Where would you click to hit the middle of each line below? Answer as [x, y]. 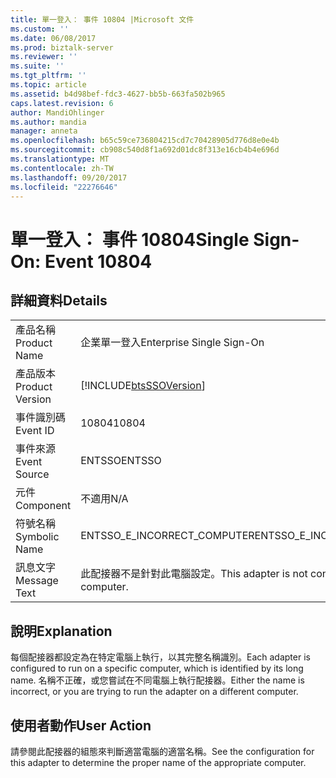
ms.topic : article [48, 85]
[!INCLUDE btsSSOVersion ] [143, 386]
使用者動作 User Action [81, 725]
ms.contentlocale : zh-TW [62, 168]
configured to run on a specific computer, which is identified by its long [157, 668]
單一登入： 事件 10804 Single [130, 239]
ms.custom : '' [40, 29]
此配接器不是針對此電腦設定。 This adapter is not [194, 574]
